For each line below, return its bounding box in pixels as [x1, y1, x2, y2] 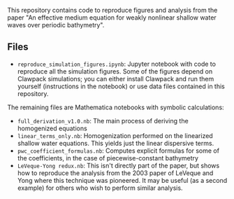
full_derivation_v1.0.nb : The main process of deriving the [17, 116, 189, 125]
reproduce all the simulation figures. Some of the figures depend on [17, 67, 213, 76]
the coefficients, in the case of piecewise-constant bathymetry [17, 153, 199, 162]
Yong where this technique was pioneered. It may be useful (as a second [17, 176, 228, 184]
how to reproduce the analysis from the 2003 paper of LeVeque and [17, 168, 214, 177]
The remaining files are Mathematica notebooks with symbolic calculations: [7, 103, 225, 111]
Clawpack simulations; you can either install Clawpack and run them [17, 74, 214, 83]
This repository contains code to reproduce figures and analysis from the [7, 6, 218, 14]
